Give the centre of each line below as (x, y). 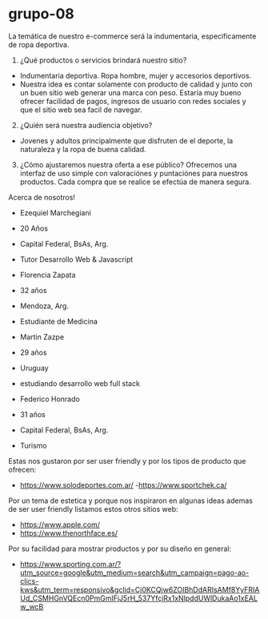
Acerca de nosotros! (42, 197)
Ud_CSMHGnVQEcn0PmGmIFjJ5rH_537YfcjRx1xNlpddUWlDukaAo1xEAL (139, 598)
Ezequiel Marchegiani (56, 212)
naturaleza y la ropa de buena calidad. (83, 149)
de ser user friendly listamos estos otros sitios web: (93, 508)
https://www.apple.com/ (60, 525)
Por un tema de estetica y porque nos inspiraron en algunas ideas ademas (131, 500)
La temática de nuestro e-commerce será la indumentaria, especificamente (132, 36)
